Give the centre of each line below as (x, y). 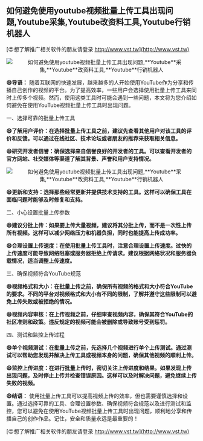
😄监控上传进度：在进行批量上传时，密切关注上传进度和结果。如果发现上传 (99, 368)
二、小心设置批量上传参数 (38, 212)
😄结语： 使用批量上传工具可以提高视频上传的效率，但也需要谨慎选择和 (95, 396)
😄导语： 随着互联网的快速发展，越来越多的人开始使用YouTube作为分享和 (97, 82)
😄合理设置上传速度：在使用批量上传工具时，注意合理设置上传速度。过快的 (99, 245)
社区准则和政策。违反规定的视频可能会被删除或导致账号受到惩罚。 (88, 321)
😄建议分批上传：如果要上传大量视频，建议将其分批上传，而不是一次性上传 (99, 225)
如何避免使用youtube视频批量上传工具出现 (86, 11)
